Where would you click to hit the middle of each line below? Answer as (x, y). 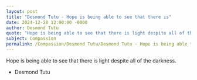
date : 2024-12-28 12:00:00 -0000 (47, 22)
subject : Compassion (31, 39)
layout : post (22, 11)
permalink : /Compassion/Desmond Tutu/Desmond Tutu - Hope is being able (97, 44)
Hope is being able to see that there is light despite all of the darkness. (91, 60)
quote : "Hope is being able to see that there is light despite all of (95, 33)
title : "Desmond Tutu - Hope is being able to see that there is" (89, 17)
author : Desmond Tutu (33, 28)
